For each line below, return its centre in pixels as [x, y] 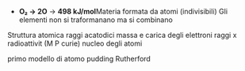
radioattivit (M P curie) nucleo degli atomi [75, 43]
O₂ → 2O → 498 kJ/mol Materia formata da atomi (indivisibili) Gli [123, 11]
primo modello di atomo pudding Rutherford [79, 59]
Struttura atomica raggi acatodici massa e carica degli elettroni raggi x [122, 35]
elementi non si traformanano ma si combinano [96, 20]
